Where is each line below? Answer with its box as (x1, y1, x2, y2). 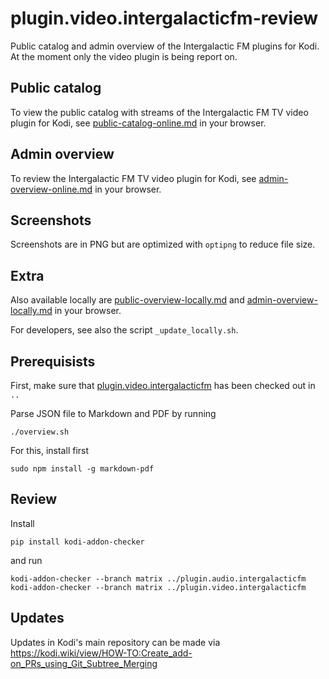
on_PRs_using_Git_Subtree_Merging (10, 657, 158, 669)
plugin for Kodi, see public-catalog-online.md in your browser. (10, 117, 267, 129)
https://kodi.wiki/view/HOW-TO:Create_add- (10, 647, 193, 659)
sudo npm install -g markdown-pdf (10, 464, 155, 474)
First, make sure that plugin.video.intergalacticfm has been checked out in (10, 380, 316, 391)
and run (10, 554, 43, 566)
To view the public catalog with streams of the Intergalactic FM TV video (10, 106, 309, 118)
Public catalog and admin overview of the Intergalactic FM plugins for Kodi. (10, 40, 320, 52)
